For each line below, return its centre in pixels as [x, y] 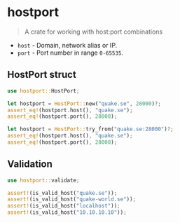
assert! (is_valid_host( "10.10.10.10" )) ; [67, 212]
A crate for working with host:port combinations [94, 32]
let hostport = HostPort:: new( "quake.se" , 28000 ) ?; [84, 103]
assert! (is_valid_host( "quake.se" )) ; [62, 193]
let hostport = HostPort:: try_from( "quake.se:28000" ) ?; [90, 129]
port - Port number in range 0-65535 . [70, 53]
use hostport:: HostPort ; [43, 91]
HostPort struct [42, 75]
